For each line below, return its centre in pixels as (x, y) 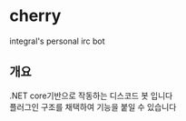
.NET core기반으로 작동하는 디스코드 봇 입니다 (91, 96)
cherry (35, 16)
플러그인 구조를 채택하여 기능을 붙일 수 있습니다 (93, 106)
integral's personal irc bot (58, 41)
